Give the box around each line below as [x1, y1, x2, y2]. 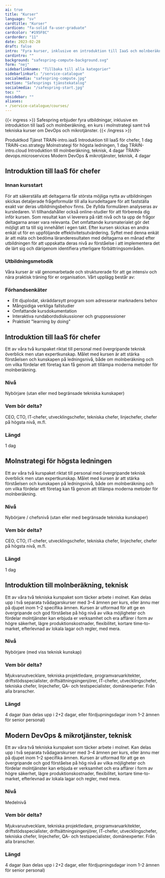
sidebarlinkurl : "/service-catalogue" [5, 71, 84, 76]
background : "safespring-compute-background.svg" [5, 58, 109, 63]
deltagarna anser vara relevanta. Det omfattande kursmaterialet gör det [5, 219, 150, 225]
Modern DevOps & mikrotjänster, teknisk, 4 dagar [51, 153, 151, 158]
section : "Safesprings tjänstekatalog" [5, 80, 87, 85]
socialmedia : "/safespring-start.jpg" [5, 85, 84, 90]
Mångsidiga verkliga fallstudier [12, 303, 75, 309]
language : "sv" [5, 16, 36, 21]
